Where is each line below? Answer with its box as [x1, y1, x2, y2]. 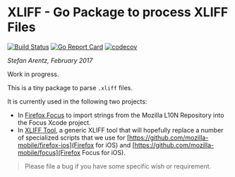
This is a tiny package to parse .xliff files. [7, 83, 133, 92]
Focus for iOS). [82, 148, 126, 157]
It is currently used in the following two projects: [7, 97, 147, 106]
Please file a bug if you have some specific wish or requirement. [24, 161, 212, 170]
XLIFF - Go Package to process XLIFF [7, 4, 229, 20]
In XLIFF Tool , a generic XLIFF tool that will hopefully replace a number [17, 126, 224, 134]
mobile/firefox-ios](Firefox [17, 140, 95, 149]
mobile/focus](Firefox [17, 148, 81, 157]
